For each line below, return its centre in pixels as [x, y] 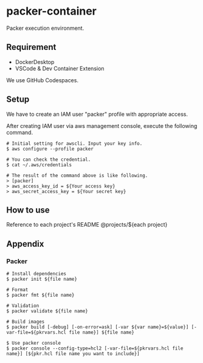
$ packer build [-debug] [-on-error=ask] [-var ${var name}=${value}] [98, 327]
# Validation [23, 306]
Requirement [31, 47]
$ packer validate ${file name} [47, 311]
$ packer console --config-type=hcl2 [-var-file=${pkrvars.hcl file [95, 348]
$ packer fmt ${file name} [40, 295]
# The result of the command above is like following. [77, 175]
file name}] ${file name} [102, 333]
